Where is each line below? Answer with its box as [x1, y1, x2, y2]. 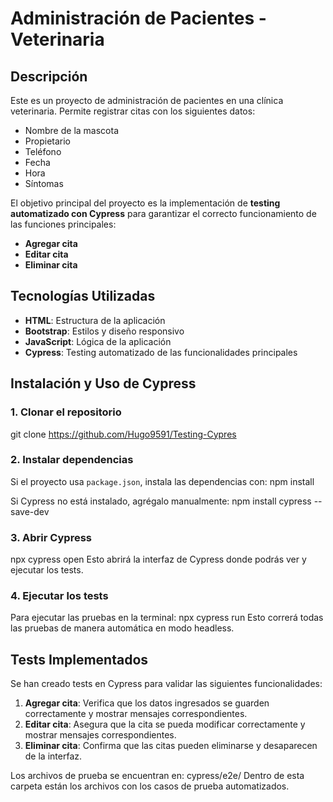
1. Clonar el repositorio [10, 405, 122, 419]
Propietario [24, 135, 71, 147]
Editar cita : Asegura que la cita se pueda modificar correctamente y [24, 718, 306, 731]
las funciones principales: [10, 218, 117, 230]
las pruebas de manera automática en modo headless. [10, 622, 235, 634]
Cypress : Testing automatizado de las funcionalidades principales [24, 346, 298, 358]
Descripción [10, 68, 88, 85]
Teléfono [24, 146, 62, 157]
